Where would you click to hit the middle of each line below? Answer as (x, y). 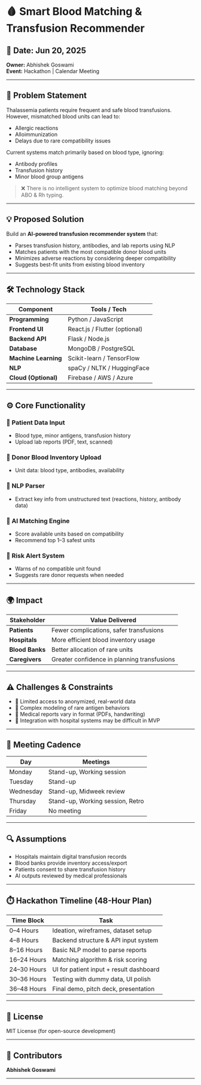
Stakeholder (28, 620)
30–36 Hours (28, 979)
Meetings (96, 762)
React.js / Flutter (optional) (105, 329)
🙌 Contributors (34, 1055)
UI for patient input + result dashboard (106, 969)
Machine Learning (36, 358)
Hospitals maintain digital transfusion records (71, 856)
